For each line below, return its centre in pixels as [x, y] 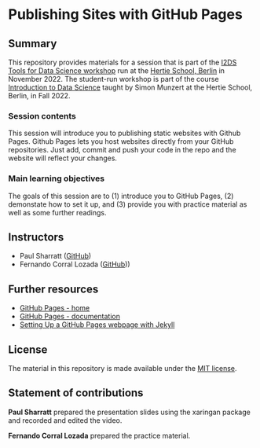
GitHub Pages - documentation [70, 317]
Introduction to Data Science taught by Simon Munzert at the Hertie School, [130, 87]
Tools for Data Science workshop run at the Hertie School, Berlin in [117, 71]
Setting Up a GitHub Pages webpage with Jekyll [97, 325]
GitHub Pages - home [55, 308]
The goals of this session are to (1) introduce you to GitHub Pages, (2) [121, 196]
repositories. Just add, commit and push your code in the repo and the [123, 150]
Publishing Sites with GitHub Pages [126, 15]
